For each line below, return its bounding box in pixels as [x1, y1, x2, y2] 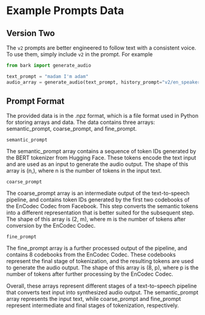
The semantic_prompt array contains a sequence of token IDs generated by [6, 148, 196, 155]
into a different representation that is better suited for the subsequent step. [6, 209, 195, 217]
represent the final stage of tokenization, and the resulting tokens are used [6, 258, 194, 265]
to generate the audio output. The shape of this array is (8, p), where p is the [6, 264, 199, 272]
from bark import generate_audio [6, 62, 92, 68]
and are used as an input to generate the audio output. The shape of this [6, 161, 189, 168]
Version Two [6, 28, 55, 38]
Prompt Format [6, 96, 65, 107]
